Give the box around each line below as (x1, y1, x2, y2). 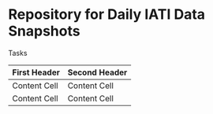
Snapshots (8, 22, 80, 40)
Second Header (67, 67, 128, 78)
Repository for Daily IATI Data (8, 6, 206, 24)
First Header (12, 67, 61, 78)
